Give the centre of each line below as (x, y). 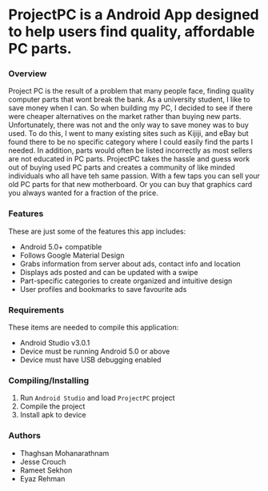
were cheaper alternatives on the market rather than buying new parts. (125, 117)
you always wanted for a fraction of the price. (83, 193)
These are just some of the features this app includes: (97, 231)
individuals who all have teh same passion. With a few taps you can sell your (134, 176)
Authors (25, 436)
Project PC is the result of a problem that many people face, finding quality (131, 91)
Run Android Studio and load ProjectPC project (97, 398)
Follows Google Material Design (72, 255)
